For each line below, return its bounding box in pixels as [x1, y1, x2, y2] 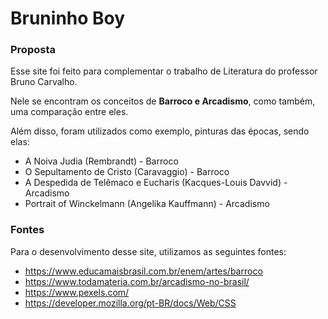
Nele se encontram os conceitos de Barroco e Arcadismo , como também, [10, 95, 316, 107]
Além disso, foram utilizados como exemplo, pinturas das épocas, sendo [10, 125, 310, 137]
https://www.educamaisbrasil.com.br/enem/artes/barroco [24, 265, 263, 277]
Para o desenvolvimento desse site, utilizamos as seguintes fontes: [10, 245, 287, 257]
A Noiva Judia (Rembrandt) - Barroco [24, 155, 179, 167]
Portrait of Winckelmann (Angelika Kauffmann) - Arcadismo [24, 198, 270, 210]
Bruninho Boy [10, 7, 126, 30]
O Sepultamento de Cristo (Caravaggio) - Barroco [24, 166, 230, 178]
